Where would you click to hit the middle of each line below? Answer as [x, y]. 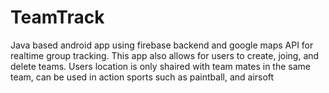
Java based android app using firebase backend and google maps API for [162, 45]
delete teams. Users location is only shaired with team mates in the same [160, 66]
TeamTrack [57, 17]
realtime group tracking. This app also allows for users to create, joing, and [165, 55]
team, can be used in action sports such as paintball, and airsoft [142, 77]
